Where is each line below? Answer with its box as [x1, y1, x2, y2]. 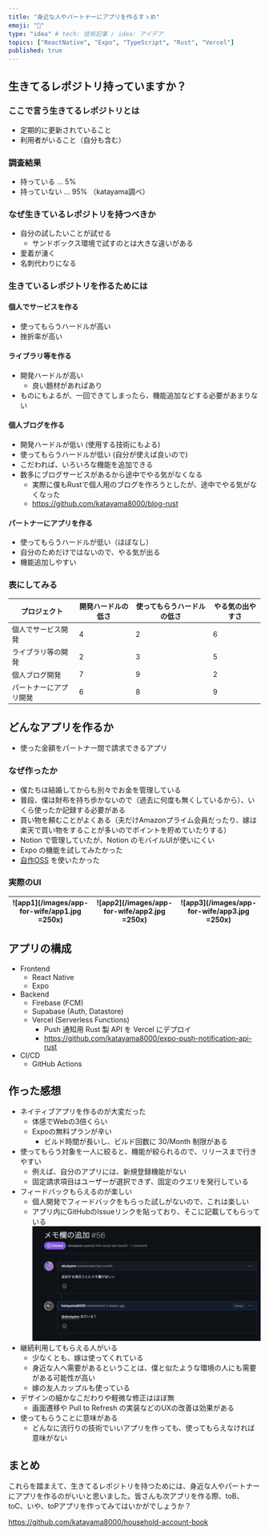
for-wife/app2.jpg [103, 906, 166, 917]
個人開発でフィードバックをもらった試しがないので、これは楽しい [31, 1197, 250, 1207]
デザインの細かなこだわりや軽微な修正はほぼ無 [19, 1392, 175, 1402]
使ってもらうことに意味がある [19, 1412, 118, 1422]
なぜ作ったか [8, 765, 58, 776]
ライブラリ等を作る [8, 351, 72, 361]
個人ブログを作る [8, 421, 65, 430]
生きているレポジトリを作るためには [8, 280, 148, 292]
